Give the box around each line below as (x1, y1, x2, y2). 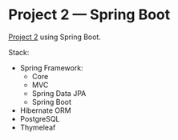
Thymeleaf (19, 122, 56, 132)
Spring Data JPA (31, 88, 87, 98)
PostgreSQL (19, 114, 60, 123)
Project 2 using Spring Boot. (8, 32, 102, 42)
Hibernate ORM (19, 106, 71, 115)
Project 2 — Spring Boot (8, 6, 171, 24)
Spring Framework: (19, 62, 83, 73)
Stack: (8, 47, 30, 57)
